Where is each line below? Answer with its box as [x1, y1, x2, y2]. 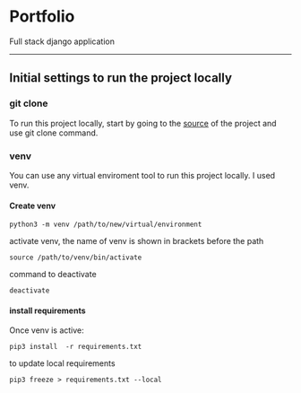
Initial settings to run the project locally [9, 70, 233, 86]
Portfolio [9, 6, 75, 27]
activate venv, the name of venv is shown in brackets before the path [9, 236, 264, 247]
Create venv [9, 200, 56, 211]
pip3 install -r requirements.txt [9, 343, 142, 352]
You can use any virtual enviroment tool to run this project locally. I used [9, 170, 276, 180]
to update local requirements [9, 358, 116, 369]
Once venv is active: [9, 325, 85, 336]
